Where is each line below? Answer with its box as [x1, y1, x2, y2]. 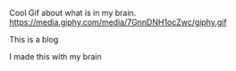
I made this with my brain [9, 51, 102, 61]
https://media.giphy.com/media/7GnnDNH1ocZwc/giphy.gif [9, 17, 227, 28]
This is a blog [9, 35, 59, 44]
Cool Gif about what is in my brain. [9, 8, 137, 18]
